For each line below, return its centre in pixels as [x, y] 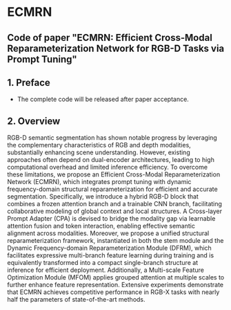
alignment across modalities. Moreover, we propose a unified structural [108, 233]
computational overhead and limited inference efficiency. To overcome [108, 167]
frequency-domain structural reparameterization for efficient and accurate [113, 189]
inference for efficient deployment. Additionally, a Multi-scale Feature [106, 270]
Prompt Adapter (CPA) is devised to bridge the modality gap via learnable [111, 219]
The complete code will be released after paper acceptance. [103, 99]
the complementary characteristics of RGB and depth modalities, [99, 145]
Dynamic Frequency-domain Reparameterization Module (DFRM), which [109, 248]
